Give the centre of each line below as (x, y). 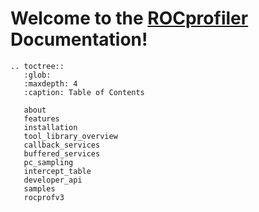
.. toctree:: (37, 66)
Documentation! (79, 39)
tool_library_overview (70, 136)
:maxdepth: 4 (50, 83)
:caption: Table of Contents (84, 92)
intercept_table (57, 171)
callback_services (62, 145)
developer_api (53, 180)
